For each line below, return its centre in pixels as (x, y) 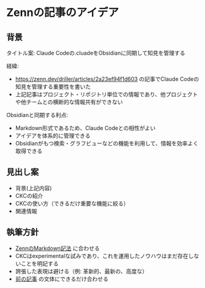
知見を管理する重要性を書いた (53, 87)
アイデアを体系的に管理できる (53, 136)
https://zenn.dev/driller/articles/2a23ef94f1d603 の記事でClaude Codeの (107, 79)
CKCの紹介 (29, 195)
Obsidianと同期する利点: (37, 115)
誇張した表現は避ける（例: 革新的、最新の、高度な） (81, 271)
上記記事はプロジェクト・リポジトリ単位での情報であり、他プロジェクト (106, 94)
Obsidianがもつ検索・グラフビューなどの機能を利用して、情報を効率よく (107, 143)
